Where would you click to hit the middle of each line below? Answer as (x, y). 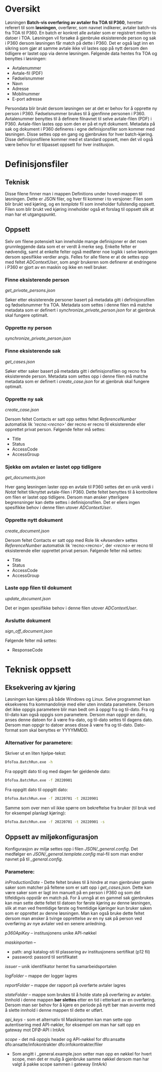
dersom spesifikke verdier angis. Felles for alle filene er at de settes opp (77, 257)
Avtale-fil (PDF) (27, 73)
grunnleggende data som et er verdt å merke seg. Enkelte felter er (71, 246)
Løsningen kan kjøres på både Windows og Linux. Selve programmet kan (78, 699)
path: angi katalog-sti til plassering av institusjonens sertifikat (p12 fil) (81, 952)
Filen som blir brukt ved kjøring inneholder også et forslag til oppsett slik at (79, 209)
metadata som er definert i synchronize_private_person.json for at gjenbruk (80, 310)
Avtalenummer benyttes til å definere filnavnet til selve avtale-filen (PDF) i (78, 119)
